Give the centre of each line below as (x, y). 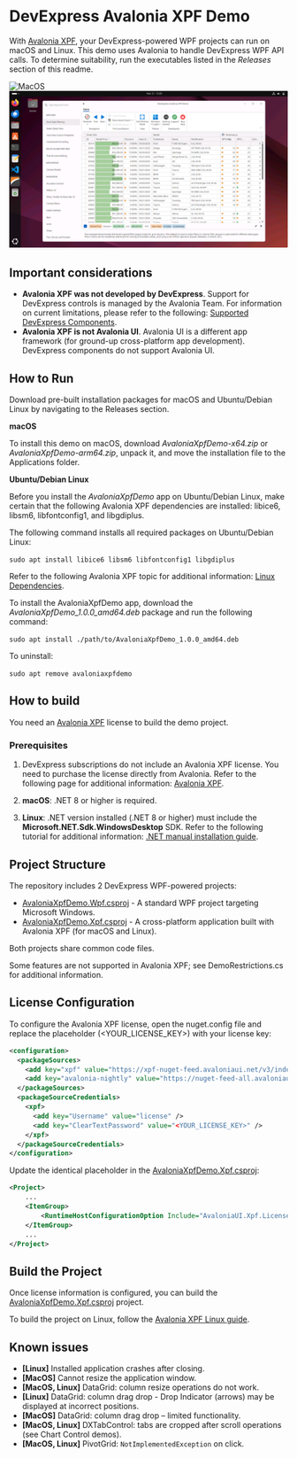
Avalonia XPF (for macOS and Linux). (89, 931)
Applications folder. (45, 462)
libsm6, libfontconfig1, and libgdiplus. (77, 516)
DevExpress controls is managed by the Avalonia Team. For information (152, 304)
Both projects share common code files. (82, 948)
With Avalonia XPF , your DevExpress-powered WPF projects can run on (139, 41)
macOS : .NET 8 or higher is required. (89, 801)
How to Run (42, 378)
